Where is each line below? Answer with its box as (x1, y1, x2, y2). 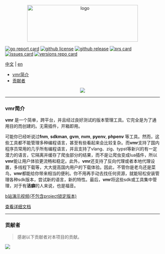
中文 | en (5, 61, 23, 67)
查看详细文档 (5, 204, 31, 210)
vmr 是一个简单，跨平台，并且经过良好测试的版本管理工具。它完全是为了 (5, 117, 152, 123)
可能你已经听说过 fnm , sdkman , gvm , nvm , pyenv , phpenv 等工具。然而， (5, 134, 156, 140)
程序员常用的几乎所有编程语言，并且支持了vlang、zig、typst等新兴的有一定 (5, 146, 158, 152)
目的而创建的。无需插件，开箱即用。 (9, 123, 82, 129)
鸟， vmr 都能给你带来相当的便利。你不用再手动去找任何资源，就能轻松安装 (5, 170, 156, 176)
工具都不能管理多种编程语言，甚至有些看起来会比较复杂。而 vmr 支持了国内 (9, 140, 160, 146)
